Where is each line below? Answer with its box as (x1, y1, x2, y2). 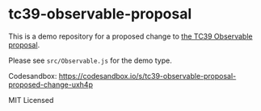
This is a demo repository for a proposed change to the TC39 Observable (8, 31, 253, 41)
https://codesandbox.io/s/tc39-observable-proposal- (58, 71, 237, 80)
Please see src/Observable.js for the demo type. (8, 55, 172, 65)
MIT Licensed (8, 95, 54, 105)
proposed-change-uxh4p (8, 80, 93, 89)
